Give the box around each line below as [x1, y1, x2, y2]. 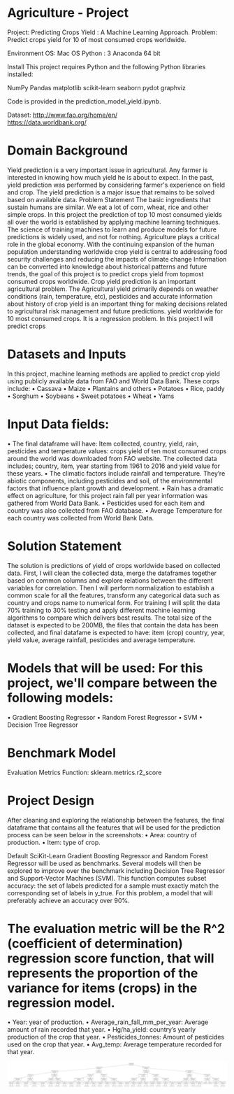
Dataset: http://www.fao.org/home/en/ [7, 111, 118, 119]
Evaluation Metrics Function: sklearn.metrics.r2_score [7, 768, 162, 776]
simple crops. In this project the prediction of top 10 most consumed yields [7, 210, 222, 218]
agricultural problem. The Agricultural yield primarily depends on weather [7, 285, 219, 293]
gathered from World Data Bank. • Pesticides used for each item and [7, 499, 205, 507]
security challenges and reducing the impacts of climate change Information [7, 255, 227, 263]
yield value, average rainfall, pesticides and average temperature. [7, 635, 196, 644]
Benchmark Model [7, 745, 117, 760]
